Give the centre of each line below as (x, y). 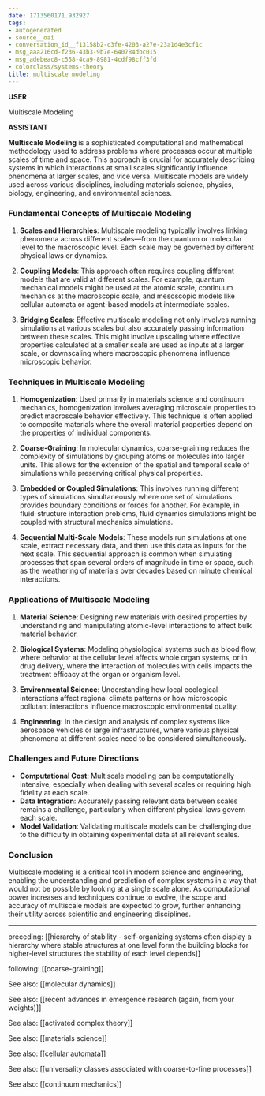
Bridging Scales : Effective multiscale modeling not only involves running (138, 320)
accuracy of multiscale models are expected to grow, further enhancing (124, 906)
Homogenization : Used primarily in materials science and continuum (132, 399)
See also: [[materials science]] (58, 1038)
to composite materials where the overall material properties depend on (136, 425)
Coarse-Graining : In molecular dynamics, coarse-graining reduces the (134, 448)
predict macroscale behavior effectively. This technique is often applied (136, 416)
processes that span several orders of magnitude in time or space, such (136, 563)
